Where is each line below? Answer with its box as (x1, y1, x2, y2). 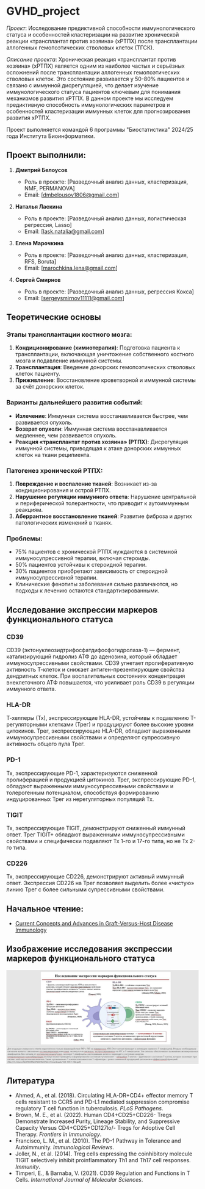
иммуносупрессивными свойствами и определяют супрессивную (6, 734, 181, 741)
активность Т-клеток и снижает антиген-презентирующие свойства (6, 666, 185, 674)
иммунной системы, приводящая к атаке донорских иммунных (15, 444, 181, 452)
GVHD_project (6, 4, 81, 18)
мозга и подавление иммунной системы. (15, 357, 123, 364)
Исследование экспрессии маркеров (6, 605, 158, 615)
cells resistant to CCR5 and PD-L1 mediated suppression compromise (15, 1098, 190, 1105)
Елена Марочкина (15, 239, 64, 246)
